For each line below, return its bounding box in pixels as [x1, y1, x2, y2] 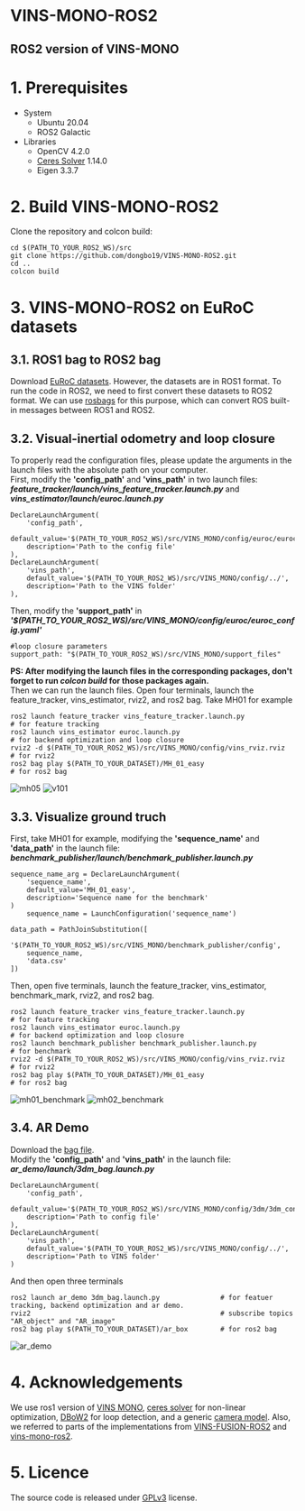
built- [270, 395, 291, 406]
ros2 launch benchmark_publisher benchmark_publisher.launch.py [10, 1039, 257, 1048]
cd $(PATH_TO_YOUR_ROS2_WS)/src [10, 244, 132, 253]
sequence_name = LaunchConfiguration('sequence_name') [26, 909, 237, 918]
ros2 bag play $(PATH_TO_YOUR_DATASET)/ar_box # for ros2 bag [10, 1324, 278, 1333]
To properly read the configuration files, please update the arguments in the [10, 455, 292, 465]
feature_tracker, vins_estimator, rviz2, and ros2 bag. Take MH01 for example [10, 695, 293, 705]
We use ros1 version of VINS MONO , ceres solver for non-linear [10, 1402, 246, 1413]
